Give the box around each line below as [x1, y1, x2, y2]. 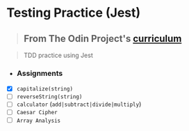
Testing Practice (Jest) [6, 5, 141, 21]
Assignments [16, 68, 63, 78]
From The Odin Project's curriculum [23, 33, 182, 45]
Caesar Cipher [16, 109, 58, 116]
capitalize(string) [16, 86, 74, 93]
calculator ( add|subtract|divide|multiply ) [16, 100, 142, 109]
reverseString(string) [16, 93, 83, 100]
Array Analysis [16, 117, 61, 124]
